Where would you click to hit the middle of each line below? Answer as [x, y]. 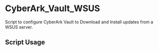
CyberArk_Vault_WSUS [53, 8]
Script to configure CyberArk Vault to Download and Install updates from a [79, 22]
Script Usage [25, 42]
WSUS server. [19, 27]
